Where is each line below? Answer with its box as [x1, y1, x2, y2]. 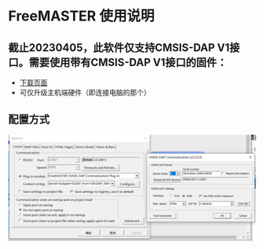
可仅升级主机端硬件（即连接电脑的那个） [19, 88, 151, 97]
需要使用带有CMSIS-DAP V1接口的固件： [28, 56, 228, 69]
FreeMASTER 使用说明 [8, 7, 155, 25]
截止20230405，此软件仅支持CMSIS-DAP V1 [8, 41, 230, 54]
